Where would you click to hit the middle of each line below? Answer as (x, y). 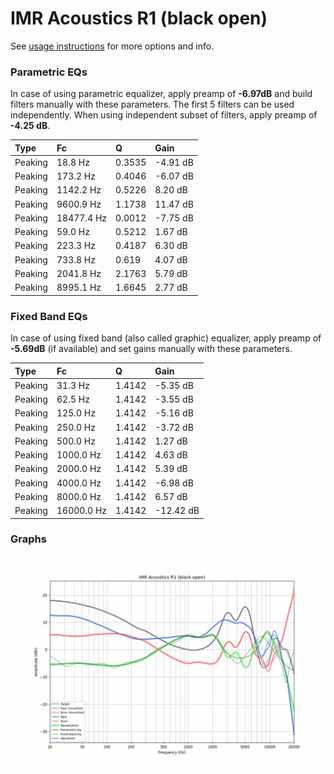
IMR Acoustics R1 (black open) (139, 18)
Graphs (28, 539)
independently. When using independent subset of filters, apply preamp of (164, 115)
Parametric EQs (49, 72)
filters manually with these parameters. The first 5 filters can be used (152, 104)
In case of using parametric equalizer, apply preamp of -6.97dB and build (161, 94)
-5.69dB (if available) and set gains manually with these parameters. (151, 349)
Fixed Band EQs (49, 316)
